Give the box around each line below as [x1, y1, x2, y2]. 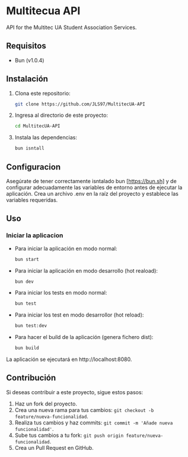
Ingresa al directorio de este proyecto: [14, 111, 109, 119]
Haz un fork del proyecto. [14, 400, 77, 407]
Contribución [6, 373, 56, 383]
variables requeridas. [6, 197, 58, 203]
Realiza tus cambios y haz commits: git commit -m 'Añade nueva [14, 419, 173, 426]
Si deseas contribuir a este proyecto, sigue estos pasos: [6, 388, 144, 395]
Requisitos [6, 41, 46, 51]
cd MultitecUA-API [14, 123, 60, 129]
